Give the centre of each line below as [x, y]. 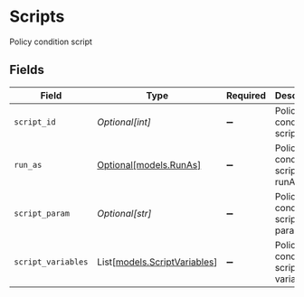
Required [246, 95]
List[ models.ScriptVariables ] [157, 262]
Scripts [37, 17]
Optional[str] [124, 213]
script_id [35, 122]
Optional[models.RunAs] [149, 164]
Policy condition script [51, 42]
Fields [27, 70]
